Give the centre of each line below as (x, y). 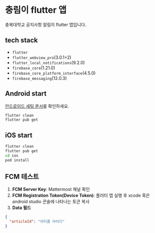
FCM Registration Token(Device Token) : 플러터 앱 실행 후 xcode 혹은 (81, 195)
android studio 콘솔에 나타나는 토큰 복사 (51, 202)
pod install (17, 160)
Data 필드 (22, 208)
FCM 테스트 (22, 177)
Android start (26, 94)
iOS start (19, 135)
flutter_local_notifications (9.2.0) (48, 62)
